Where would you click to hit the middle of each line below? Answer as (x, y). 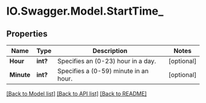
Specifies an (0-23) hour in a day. (107, 61)
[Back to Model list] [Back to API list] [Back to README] (77, 94)
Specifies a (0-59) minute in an (103, 71)
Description (110, 51)
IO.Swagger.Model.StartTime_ (85, 11)
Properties (27, 34)
